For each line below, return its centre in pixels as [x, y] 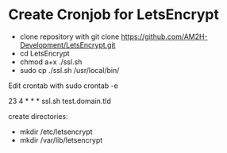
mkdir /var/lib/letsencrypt [61, 140]
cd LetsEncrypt [44, 53]
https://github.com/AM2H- [164, 36]
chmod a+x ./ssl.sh [51, 62]
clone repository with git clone [69, 36]
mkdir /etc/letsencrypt [56, 132]
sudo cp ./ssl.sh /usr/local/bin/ [69, 70]
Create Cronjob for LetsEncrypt [114, 15]
